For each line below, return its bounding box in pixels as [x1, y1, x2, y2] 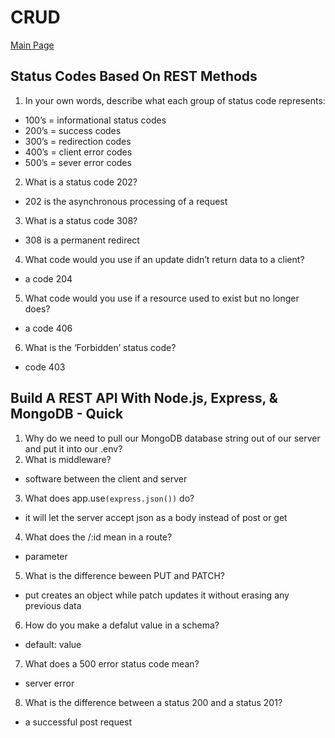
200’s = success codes [24, 124, 122, 136]
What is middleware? [24, 453, 112, 465]
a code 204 [24, 272, 73, 285]
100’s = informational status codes [24, 114, 167, 126]
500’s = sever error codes [24, 156, 132, 168]
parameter [24, 550, 68, 562]
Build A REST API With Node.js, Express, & [10, 390, 278, 407]
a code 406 [24, 322, 73, 334]
